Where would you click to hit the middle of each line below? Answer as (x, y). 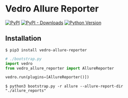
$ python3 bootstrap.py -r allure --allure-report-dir (64, 86)
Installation (23, 38)
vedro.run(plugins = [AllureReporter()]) (47, 77)
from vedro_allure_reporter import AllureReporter (60, 68)
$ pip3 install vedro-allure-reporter (46, 50)
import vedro (19, 63)
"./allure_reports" (26, 91)
